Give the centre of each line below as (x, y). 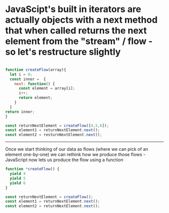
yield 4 (18, 174)
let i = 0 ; (21, 74)
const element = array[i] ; (47, 88)
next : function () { (35, 84)
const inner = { (28, 79)
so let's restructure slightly (63, 52)
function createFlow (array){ (36, 70)
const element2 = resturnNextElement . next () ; (54, 135)
